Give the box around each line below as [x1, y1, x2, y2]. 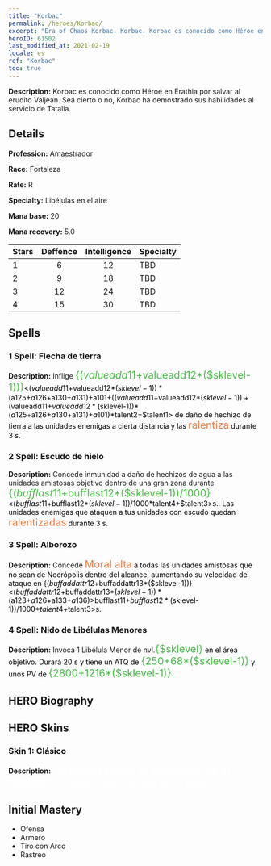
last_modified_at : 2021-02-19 [8, 42, 110, 50]
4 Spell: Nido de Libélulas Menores [8, 624, 148, 635]
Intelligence [85, 245, 131, 257]
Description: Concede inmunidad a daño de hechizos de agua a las [8, 469, 233, 479]
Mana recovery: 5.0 [8, 227, 75, 236]
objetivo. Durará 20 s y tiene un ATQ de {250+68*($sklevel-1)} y [8, 655, 256, 668]
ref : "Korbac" [8, 57, 56, 65]
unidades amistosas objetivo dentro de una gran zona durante [8, 478, 215, 487]
